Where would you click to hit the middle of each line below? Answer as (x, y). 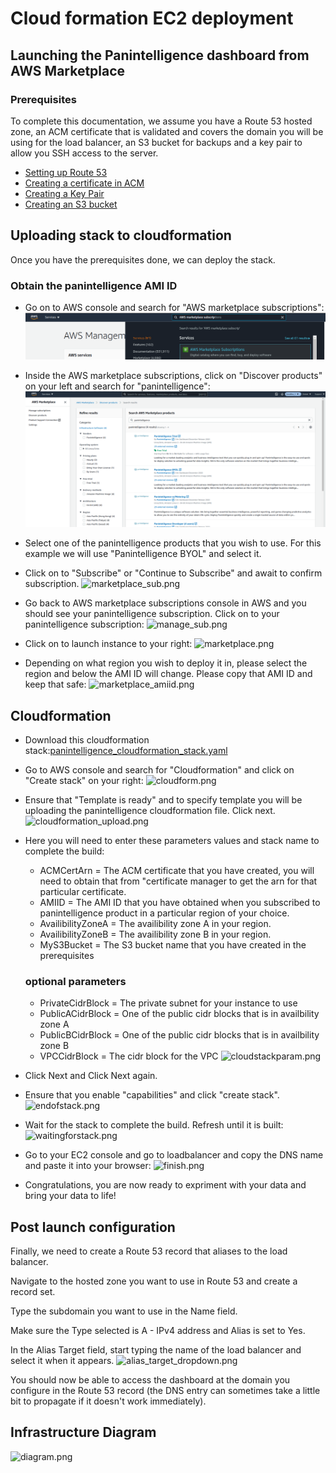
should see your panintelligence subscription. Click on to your (152, 614)
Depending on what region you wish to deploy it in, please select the (166, 663)
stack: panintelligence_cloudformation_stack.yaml (126, 750)
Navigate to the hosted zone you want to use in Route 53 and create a (154, 1281)
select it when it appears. (62, 1361)
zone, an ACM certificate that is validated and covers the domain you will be (167, 131)
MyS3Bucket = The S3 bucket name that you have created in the (173, 944)
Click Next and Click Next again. (91, 1076)
